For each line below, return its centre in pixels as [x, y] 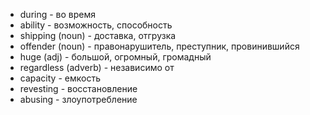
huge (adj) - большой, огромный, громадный [115, 57]
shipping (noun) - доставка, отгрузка [98, 35]
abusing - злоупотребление [78, 99]
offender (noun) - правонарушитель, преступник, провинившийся [159, 46]
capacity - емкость [60, 78]
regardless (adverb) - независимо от [97, 67]
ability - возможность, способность [96, 25]
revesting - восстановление [78, 88]
